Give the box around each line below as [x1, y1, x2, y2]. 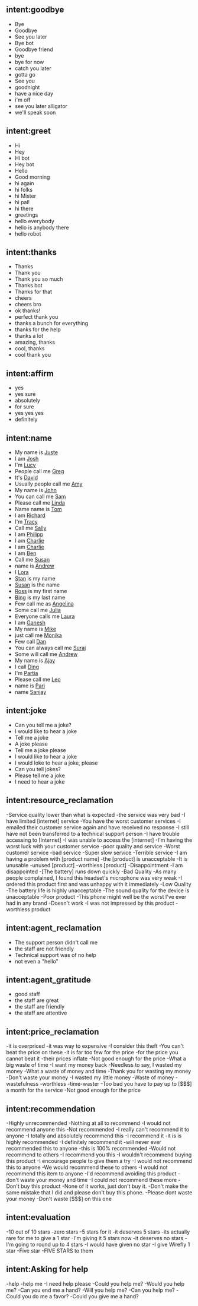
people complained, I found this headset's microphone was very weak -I [6, 874, 182, 881]
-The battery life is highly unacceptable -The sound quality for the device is [6, 887, 190, 894]
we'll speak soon [14, 109, 56, 116]
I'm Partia [14, 670, 38, 677]
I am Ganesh [14, 619, 46, 626]
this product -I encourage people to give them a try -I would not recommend [6, 1157, 192, 1164]
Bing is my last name [14, 594, 66, 601]
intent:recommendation [6, 1104, 96, 1114]
